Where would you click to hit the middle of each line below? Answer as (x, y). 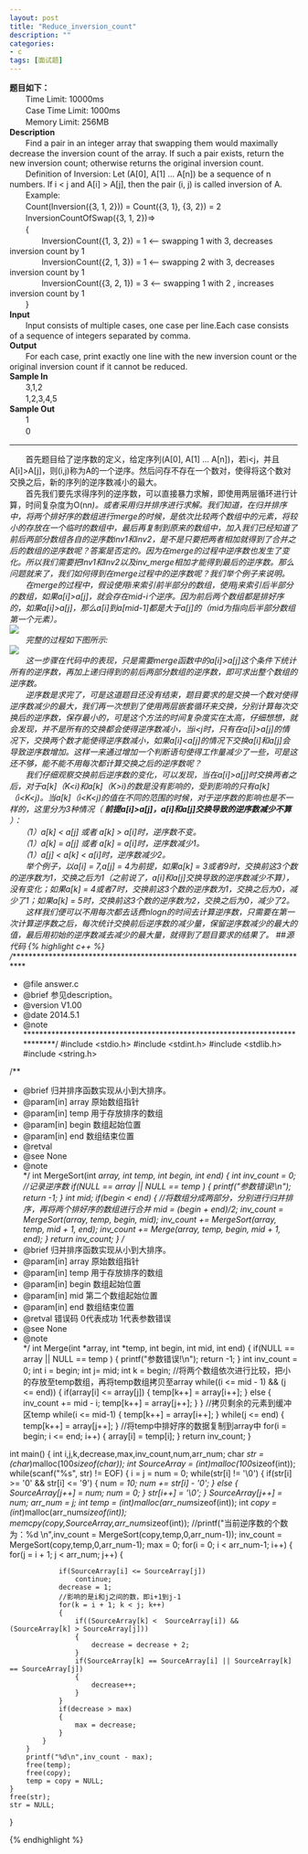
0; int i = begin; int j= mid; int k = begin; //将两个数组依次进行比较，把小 (157, 1370)
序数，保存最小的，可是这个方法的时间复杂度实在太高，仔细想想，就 (169, 718)
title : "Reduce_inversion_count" (73, 27)
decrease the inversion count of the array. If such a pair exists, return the (147, 153)
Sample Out (32, 409)
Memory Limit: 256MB (67, 122)
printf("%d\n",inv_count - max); (90, 1757)
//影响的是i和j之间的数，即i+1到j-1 (120, 1597)
